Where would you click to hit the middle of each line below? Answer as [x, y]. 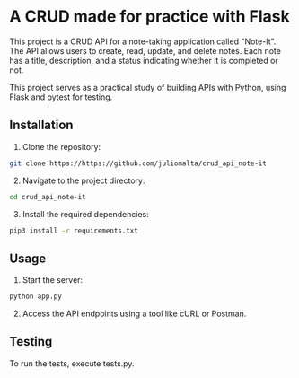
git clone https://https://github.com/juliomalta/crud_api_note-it [138, 163]
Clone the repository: [62, 146]
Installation [41, 125]
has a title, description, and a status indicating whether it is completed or [144, 60]
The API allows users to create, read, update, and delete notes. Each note [145, 50]
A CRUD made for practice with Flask [149, 17]
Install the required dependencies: [86, 214]
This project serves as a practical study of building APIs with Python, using [148, 87]
